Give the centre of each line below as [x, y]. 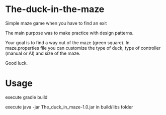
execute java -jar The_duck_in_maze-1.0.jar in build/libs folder [69, 107]
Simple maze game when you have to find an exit [56, 23]
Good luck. [17, 63]
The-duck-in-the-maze [55, 9]
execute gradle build [26, 97]
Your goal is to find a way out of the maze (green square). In [67, 42]
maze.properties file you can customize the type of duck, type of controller [83, 48]
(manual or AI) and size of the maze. [43, 53]
